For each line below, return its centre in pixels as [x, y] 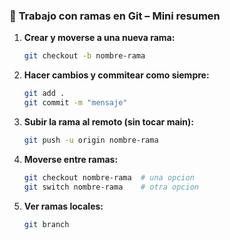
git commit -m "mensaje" [75, 103]
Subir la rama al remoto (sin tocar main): [109, 121]
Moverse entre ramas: [71, 159]
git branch [46, 224]
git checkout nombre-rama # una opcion [109, 177]
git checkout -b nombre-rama [84, 56]
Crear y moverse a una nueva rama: [99, 38]
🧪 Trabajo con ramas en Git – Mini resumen [115, 16]
